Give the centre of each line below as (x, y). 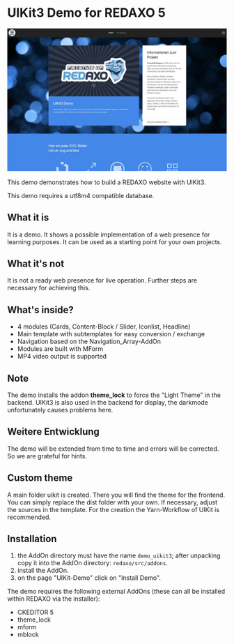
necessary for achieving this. (49, 288)
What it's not (36, 263)
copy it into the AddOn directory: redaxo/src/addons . (93, 563)
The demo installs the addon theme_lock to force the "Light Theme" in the (114, 395)
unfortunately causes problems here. (60, 410)
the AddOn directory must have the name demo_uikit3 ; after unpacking (119, 555)
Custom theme (40, 478)
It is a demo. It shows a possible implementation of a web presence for (109, 234)
